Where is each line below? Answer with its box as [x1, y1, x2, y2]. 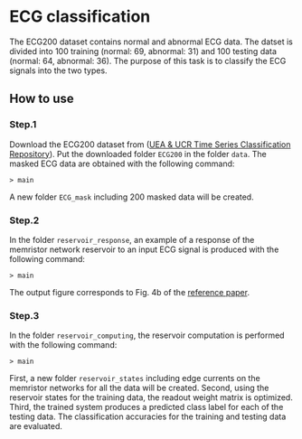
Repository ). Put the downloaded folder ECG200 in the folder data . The [9, 148, 267, 159]
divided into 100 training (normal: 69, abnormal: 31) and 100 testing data [9, 45, 278, 56]
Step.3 [9, 309, 40, 322]
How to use [9, 91, 74, 107]
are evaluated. [9, 421, 63, 432]
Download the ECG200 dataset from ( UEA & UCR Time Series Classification [9, 138, 291, 150]
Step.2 [9, 214, 40, 227]
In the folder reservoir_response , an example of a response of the [9, 234, 255, 245]
